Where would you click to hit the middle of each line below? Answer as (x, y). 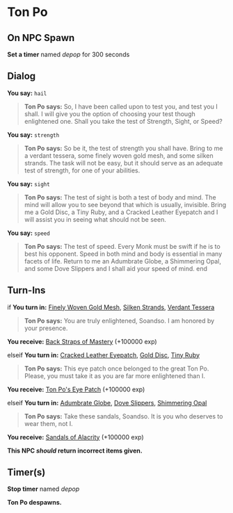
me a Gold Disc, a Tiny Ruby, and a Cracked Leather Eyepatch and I (121, 212)
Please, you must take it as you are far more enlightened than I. (114, 375)
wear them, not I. (48, 423)
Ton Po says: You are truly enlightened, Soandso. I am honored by (119, 320)
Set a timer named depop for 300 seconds (69, 54)
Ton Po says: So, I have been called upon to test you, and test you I (121, 106)
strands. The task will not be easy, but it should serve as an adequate (123, 163)
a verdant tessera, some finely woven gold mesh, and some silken (119, 155)
